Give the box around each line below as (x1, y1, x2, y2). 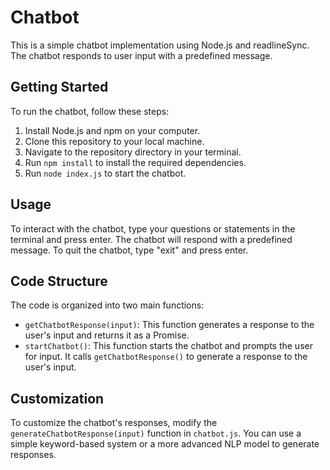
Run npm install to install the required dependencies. (24, 156, 247, 168)
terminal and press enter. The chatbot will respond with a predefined (10, 233, 293, 245)
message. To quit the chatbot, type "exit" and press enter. (10, 244, 249, 256)
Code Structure (10, 272, 108, 290)
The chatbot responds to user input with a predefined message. (10, 49, 273, 61)
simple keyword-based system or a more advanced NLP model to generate (10, 438, 320, 450)
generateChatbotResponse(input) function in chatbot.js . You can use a (10, 427, 302, 440)
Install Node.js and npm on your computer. (24, 124, 201, 136)
